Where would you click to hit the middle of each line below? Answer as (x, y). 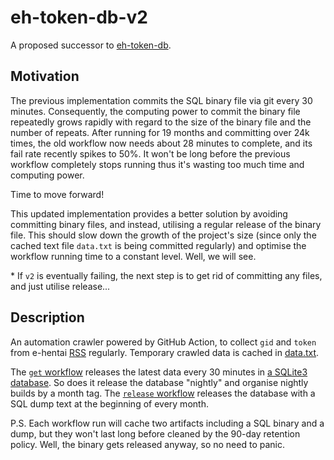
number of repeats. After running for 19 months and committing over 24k (160, 132)
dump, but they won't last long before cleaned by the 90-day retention (155, 433)
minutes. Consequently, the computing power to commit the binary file (155, 111)
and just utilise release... (60, 286)
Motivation (45, 76)
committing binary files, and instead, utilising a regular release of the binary (166, 224)
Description (47, 317)
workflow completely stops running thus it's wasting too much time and (157, 164)
